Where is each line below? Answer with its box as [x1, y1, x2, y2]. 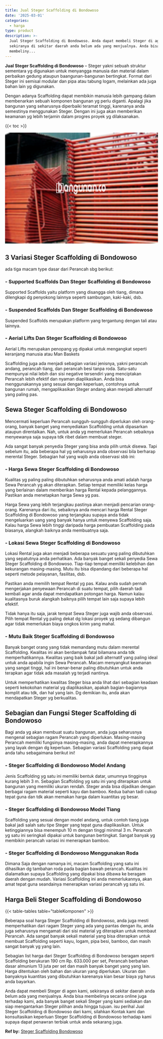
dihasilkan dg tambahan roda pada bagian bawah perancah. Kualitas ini [5, 866, 148, 871]
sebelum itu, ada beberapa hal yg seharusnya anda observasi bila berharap [5, 448, 156, 454]
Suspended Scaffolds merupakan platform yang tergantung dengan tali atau [5, 318, 157, 323]
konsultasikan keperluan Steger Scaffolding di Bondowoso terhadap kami [5, 1014, 152, 1020]
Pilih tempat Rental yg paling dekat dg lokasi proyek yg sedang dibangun [5, 616, 150, 621]
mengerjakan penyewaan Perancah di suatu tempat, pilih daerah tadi [5, 586, 142, 592]
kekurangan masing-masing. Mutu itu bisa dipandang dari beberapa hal [5, 566, 148, 572]
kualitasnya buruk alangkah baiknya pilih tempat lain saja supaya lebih [5, 596, 145, 602]
